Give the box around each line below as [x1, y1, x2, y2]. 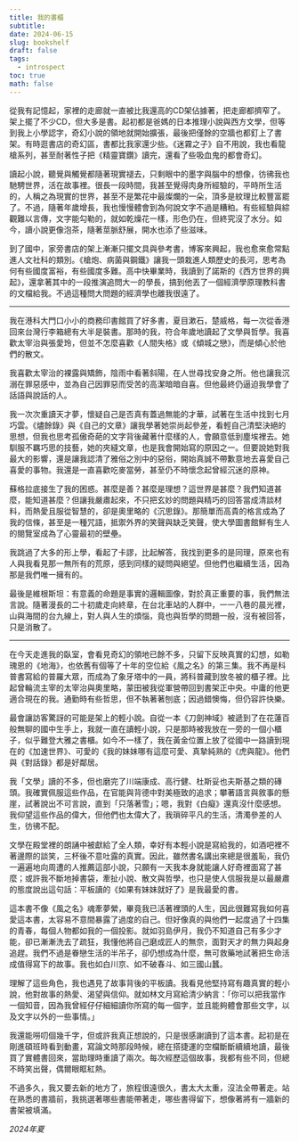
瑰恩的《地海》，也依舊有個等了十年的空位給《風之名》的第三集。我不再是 [9, 660, 279, 670]
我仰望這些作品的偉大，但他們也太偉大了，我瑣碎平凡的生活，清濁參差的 [9, 809, 274, 820]
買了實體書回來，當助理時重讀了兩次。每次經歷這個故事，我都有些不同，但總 [9, 1052, 290, 1063]
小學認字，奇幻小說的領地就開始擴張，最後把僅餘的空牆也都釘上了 [32, 127, 274, 138]
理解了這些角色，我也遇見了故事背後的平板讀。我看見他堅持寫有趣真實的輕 [9, 977, 282, 988]
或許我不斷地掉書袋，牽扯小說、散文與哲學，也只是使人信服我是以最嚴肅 [24, 873, 290, 883]
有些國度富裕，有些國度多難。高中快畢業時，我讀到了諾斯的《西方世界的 [16, 265, 282, 276]
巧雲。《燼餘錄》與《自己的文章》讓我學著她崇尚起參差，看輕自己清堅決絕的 [9, 420, 287, 431]
